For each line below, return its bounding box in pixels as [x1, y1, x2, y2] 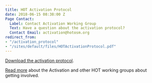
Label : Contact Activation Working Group [9, 21, 97, 26]
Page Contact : [5, 16, 35, 21]
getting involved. [5, 72, 40, 78]
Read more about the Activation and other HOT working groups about [5, 67, 147, 73]
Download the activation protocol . [5, 57, 74, 63]
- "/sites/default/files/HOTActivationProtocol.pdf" [5, 44, 116, 49]
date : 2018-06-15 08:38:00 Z [5, 12, 65, 17]
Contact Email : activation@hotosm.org [9, 30, 90, 35]
